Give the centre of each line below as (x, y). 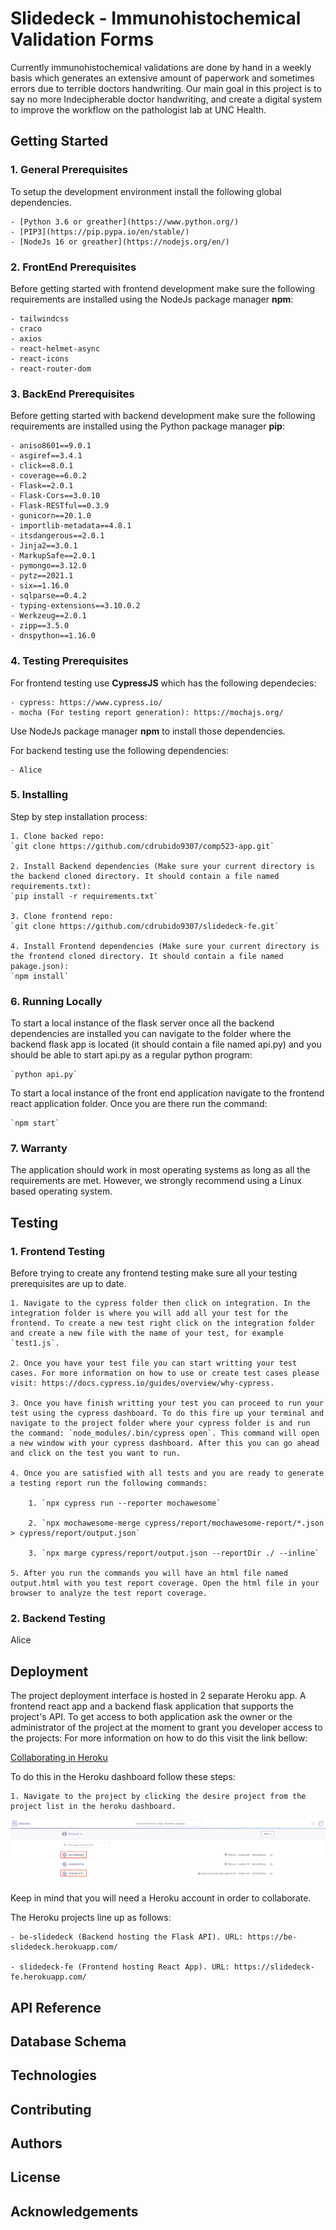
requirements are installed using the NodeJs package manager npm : (152, 299)
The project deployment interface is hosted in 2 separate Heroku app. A (158, 1696)
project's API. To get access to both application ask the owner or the (151, 1717)
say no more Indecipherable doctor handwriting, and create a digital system (166, 99)
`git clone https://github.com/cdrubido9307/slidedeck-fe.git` (145, 926)
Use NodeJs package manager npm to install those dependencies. (148, 731)
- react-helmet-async (55, 348)
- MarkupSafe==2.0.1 (53, 556)
